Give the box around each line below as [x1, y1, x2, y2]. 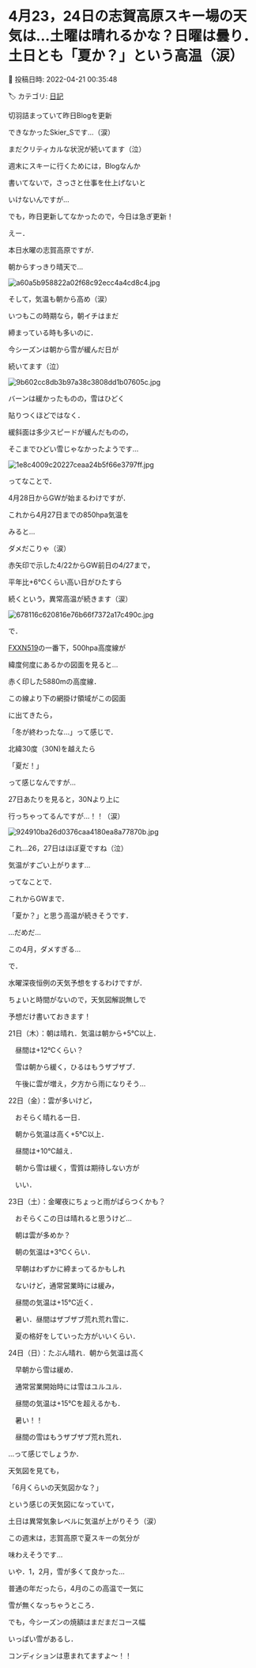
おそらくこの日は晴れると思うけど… [14, 1213, 133, 1223]
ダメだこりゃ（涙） [8, 543, 71, 553]
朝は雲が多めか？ [14, 1230, 71, 1240]
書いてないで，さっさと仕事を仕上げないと [8, 177, 146, 187]
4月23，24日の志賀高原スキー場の [8, 7, 233, 25]
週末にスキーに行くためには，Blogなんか [8, 161, 141, 170]
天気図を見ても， [8, 1465, 63, 1475]
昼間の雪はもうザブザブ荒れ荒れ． [14, 1432, 126, 1442]
